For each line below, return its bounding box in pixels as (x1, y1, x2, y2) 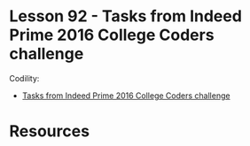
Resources (9, 121, 90, 142)
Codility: (9, 73, 40, 83)
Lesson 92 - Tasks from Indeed (9, 6, 242, 27)
